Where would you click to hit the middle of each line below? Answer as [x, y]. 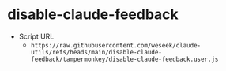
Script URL [36, 36]
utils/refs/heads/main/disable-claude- [96, 52]
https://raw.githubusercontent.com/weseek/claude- [116, 45]
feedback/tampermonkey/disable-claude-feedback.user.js [124, 59]
